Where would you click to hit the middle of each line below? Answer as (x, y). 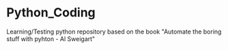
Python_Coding (51, 13)
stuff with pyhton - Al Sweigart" (51, 38)
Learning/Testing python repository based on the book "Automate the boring (114, 32)
